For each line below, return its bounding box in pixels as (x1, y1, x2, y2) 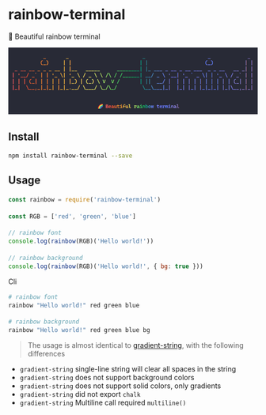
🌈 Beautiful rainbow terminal (8, 32, 101, 41)
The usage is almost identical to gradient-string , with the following (27, 341, 244, 350)
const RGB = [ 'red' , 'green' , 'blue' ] (8, 212, 136, 221)
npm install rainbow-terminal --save (8, 152, 133, 160)
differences (27, 349, 66, 359)
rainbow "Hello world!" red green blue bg (8, 326, 150, 334)
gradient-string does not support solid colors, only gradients (19, 381, 222, 390)
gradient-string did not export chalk (19, 390, 141, 399)
